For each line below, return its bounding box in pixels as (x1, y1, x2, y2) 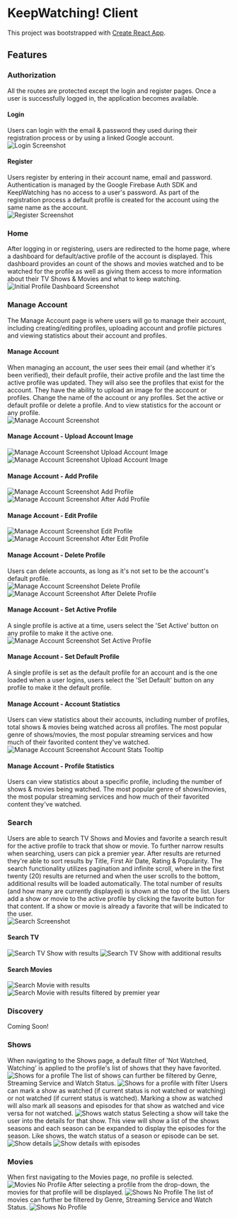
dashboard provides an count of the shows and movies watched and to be (7, 260, 224, 268)
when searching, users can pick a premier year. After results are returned (7, 849, 221, 858)
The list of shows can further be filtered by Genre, (71, 1071, 217, 1080)
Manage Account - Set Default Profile (7, 653, 120, 661)
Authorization (7, 70, 57, 80)
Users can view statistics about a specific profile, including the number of (7, 777, 222, 786)
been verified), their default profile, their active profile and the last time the (7, 370, 225, 379)
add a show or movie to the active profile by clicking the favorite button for (7, 894, 225, 902)
